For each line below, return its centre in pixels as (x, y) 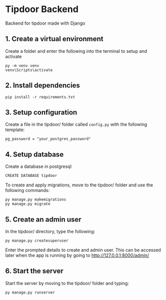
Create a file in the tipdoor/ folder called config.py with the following (76, 125)
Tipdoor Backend (42, 9)
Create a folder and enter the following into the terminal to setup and (76, 51)
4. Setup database (34, 154)
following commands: (27, 190)
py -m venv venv (22, 66)
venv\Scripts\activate (29, 70)
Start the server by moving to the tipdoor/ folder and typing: (67, 283)
